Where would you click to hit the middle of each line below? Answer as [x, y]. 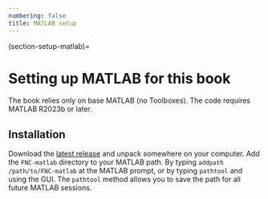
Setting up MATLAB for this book [120, 78]
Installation [37, 134]
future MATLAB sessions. [50, 188]
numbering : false [37, 16]
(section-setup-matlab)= [49, 46]
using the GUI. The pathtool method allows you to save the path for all [124, 179]
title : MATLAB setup [43, 23]
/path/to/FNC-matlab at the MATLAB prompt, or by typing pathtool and [126, 171]
